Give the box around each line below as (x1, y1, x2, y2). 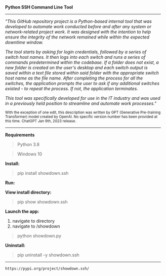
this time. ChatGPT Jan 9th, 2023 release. (5, 118, 77, 123)
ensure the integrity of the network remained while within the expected (5, 34, 150, 40)
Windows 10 (17, 151, 42, 157)
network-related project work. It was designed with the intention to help (5, 29, 151, 35)
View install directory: (5, 190, 52, 195)
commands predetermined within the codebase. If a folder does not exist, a (5, 59, 159, 65)
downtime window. (5, 39, 43, 45)
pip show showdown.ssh (17, 199, 68, 204)
